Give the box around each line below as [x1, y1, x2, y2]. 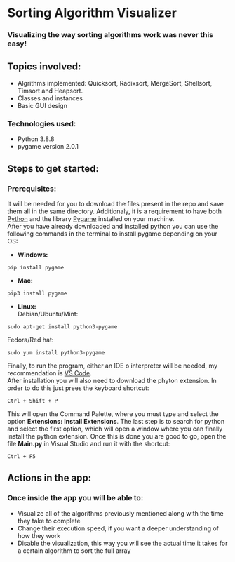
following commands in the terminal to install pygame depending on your [7, 229, 217, 238]
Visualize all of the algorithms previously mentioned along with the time [17, 509, 224, 517]
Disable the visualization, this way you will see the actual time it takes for [17, 539, 228, 547]
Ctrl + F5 [7, 453, 36, 460]
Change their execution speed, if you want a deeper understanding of [17, 524, 220, 533]
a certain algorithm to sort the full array [17, 546, 131, 555]
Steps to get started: [7, 163, 100, 175]
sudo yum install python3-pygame [7, 349, 105, 356]
